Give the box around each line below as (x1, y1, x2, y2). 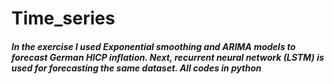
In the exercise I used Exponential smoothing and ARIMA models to (11, 40, 296, 52)
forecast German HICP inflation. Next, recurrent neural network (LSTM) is (11, 51, 325, 63)
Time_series (11, 7, 116, 30)
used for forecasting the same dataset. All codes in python (11, 62, 262, 74)
